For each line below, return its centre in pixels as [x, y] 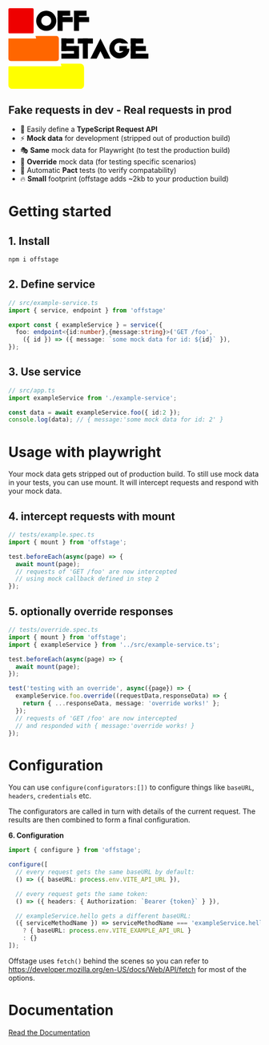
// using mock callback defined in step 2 [87, 579]
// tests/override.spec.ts [53, 630]
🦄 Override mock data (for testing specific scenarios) [108, 162]
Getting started [60, 212]
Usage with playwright [85, 452]
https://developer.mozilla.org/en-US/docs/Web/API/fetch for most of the [127, 969]
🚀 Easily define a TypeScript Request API [89, 129]
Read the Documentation [49, 1032]
